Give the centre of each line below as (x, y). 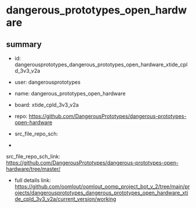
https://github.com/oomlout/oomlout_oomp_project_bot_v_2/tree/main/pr (102, 186)
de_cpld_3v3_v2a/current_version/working (65, 199)
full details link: (33, 180)
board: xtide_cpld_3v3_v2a (47, 105)
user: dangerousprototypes (47, 82)
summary (24, 44)
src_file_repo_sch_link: (33, 156)
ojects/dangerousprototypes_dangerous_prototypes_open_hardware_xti (101, 193)
